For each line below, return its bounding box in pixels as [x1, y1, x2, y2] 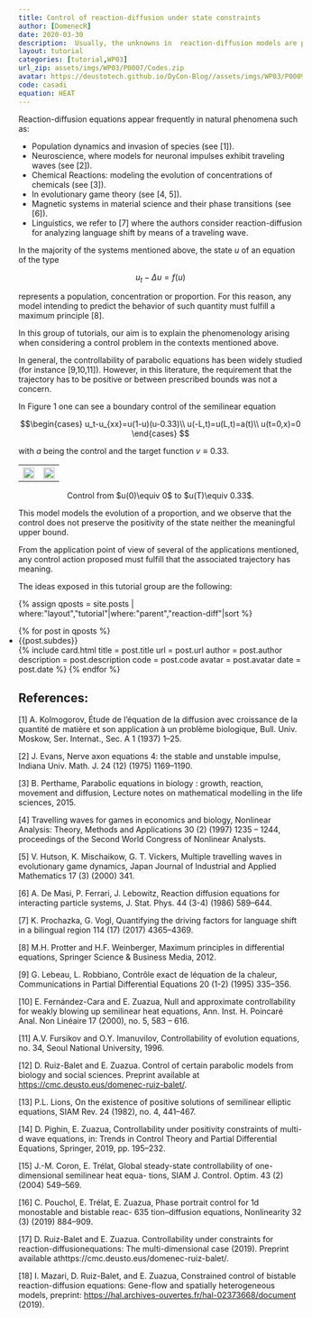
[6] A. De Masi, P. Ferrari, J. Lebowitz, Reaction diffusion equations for [18, 888, 280, 899]
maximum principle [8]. [18, 311, 105, 321]
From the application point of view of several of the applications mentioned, [18, 544, 299, 555]
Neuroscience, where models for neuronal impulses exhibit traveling [31, 150, 286, 161]
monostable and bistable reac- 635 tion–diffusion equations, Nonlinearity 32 [18, 1207, 302, 1218]
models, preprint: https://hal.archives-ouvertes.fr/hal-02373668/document [18, 1290, 297, 1301]
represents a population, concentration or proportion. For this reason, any [18, 291, 292, 302]
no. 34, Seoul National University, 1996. [18, 1043, 165, 1053]
